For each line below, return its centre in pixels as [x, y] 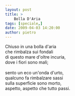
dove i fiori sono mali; [27, 62]
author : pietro [21, 32]
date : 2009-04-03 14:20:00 [33, 28]
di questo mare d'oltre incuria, [36, 57]
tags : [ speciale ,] [24, 23]
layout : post [18, 10]
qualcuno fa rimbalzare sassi [34, 78]
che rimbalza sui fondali [29, 52]
